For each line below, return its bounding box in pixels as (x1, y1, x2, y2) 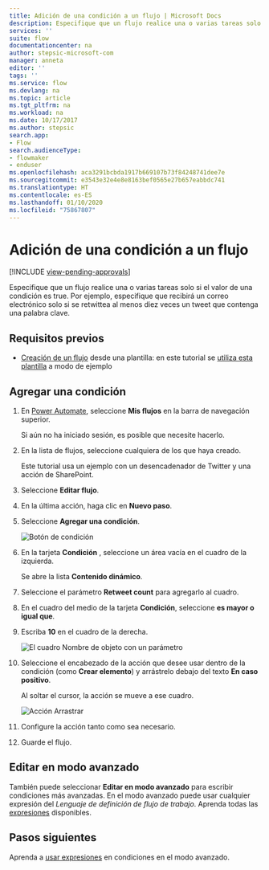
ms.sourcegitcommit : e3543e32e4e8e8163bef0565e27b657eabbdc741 (9, 176, 226, 185)
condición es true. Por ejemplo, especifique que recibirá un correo (9, 291, 229, 301)
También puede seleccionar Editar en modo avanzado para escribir (9, 782, 234, 791)
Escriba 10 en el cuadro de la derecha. (20, 627, 149, 636)
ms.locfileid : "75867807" (9, 206, 96, 214)
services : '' (9, 27, 53, 35)
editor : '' (9, 64, 46, 72)
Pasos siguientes (9, 831, 97, 844)
